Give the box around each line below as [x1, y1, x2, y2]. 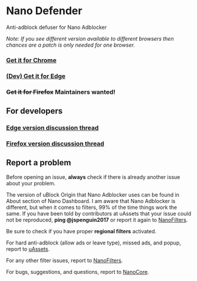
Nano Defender [6, 4, 83, 18]
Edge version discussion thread [6, 124, 99, 132]
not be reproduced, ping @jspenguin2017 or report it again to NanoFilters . [6, 216, 188, 223]
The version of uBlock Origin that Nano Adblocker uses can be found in [6, 191, 180, 198]
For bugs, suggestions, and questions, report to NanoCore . [6, 268, 149, 275]
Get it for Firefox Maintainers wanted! [6, 87, 116, 96]
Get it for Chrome [6, 56, 57, 64]
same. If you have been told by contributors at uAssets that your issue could [6, 210, 192, 217]
